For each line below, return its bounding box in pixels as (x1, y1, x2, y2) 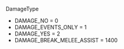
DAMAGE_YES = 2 (14, 30, 60, 37)
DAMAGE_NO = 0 (14, 17, 58, 24)
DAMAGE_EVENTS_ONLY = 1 (14, 24, 87, 31)
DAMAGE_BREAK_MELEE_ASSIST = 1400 (14, 37, 118, 43)
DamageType (5, 6, 39, 12)
